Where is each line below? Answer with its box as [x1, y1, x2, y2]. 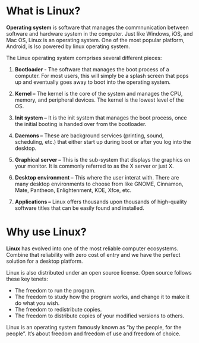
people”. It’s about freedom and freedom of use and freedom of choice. [6, 330, 181, 337]
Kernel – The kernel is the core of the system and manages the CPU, [14, 90, 183, 97]
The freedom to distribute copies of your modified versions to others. [14, 312, 185, 319]
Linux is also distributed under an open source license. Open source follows [6, 269, 192, 276]
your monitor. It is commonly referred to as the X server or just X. [14, 162, 174, 169]
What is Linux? [6, 4, 81, 18]
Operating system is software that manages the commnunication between [6, 24, 189, 31]
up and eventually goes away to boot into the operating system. [14, 78, 171, 86]
